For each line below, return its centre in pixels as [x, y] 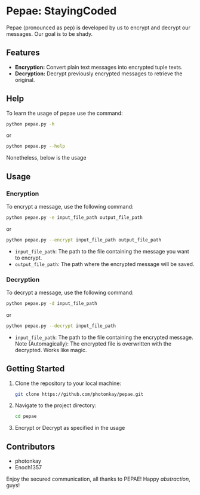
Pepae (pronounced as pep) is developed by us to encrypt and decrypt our [99, 27]
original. [25, 80]
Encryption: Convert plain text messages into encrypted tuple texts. [99, 67]
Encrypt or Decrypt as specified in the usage [70, 428]
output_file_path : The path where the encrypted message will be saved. [104, 264]
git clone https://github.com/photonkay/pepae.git [79, 394]
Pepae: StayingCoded [61, 11]
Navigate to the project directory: [56, 405]
